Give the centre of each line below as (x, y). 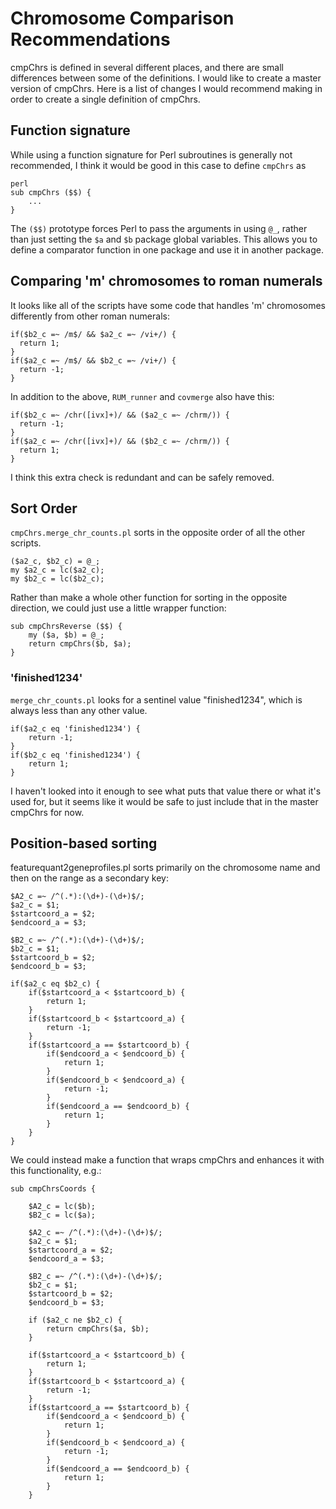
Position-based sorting (84, 843)
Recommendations (90, 39)
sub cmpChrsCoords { (53, 1189)
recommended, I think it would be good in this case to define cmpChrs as (158, 165)
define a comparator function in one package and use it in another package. (167, 249)
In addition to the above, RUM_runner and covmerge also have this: (142, 396)
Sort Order (44, 508)
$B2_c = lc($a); (62, 1215)
